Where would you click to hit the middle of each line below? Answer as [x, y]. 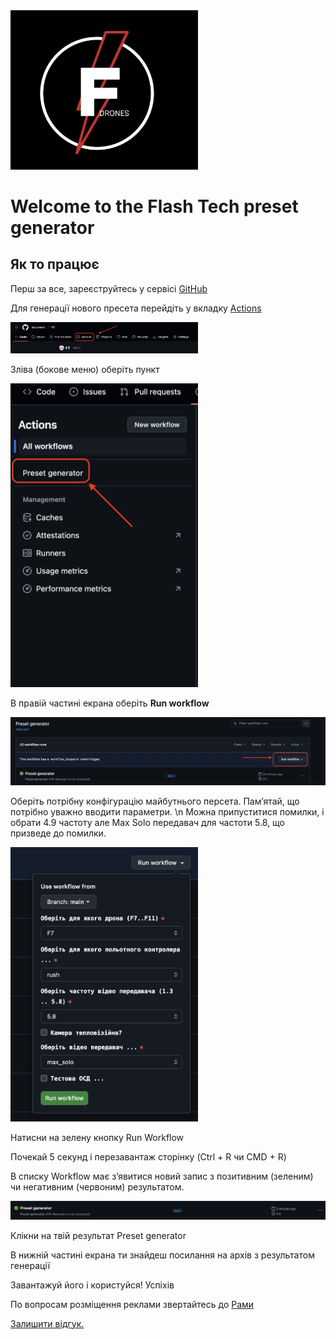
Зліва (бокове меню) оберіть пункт [85, 369]
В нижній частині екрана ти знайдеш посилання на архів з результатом [162, 1255]
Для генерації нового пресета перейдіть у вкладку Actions [136, 308]
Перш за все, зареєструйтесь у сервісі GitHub [109, 288]
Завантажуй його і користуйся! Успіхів [92, 1285]
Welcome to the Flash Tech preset [154, 206]
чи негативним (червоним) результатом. [97, 1186]
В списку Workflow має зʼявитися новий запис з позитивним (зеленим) [162, 1176]
